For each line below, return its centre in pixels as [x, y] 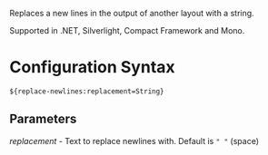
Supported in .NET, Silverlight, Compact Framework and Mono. [127, 30]
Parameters [43, 119]
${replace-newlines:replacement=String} [87, 91]
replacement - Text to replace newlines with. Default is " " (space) [134, 140]
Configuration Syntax [92, 68]
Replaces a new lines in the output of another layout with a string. [132, 13]
